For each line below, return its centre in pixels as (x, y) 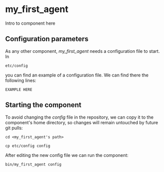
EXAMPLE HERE (19, 90)
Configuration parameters (47, 39)
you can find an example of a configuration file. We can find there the (77, 75)
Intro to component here (30, 23)
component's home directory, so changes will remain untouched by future (82, 122)
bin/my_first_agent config (33, 164)
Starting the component (43, 105)
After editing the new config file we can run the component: (67, 155)
